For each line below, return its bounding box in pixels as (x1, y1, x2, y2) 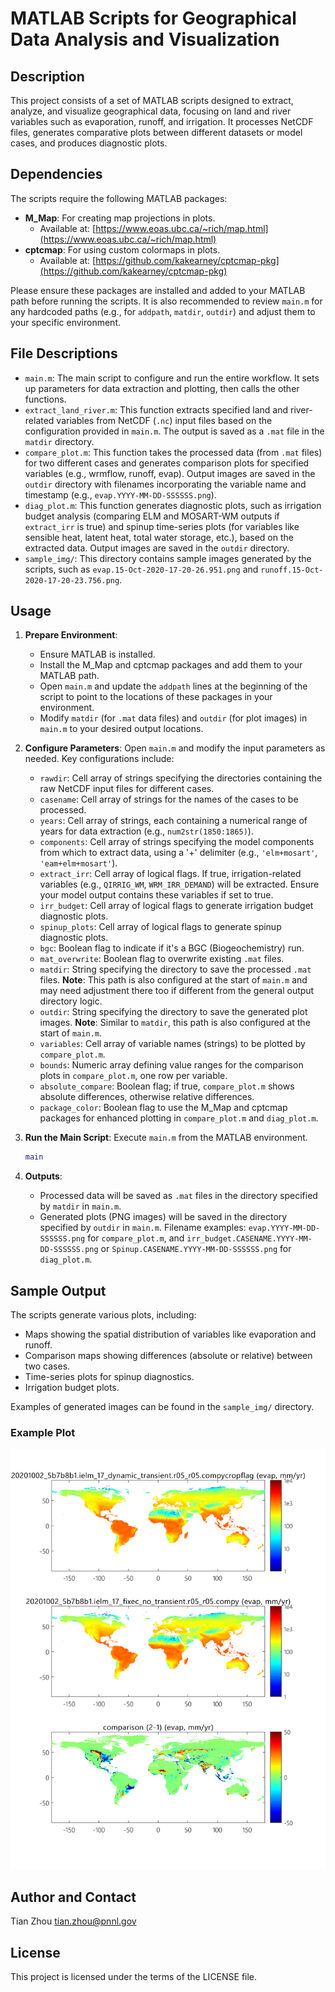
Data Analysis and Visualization (10, 28, 280, 51)
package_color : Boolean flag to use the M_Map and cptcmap (39, 1102, 288, 1114)
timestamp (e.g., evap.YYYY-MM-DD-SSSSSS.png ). (24, 488, 217, 501)
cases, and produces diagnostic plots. (10, 137, 168, 149)
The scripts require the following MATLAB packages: (10, 192, 228, 204)
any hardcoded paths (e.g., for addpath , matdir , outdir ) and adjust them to (10, 305, 316, 317)
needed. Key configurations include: (24, 753, 175, 765)
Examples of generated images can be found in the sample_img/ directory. (10, 1401, 315, 1413)
